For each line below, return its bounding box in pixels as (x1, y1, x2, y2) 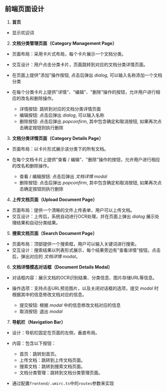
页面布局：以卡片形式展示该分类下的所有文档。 (11, 145, 108, 151)
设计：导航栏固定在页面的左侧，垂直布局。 (11, 329, 100, 335)
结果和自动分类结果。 (16, 219, 60, 225)
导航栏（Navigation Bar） (11, 319, 66, 325)
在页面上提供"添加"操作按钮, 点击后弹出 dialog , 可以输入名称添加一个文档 (11, 72, 162, 78)
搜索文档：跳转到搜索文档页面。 (19, 363, 85, 369)
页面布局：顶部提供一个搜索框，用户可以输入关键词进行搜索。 (11, 240, 139, 246)
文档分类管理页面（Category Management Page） (11, 40, 117, 46)
